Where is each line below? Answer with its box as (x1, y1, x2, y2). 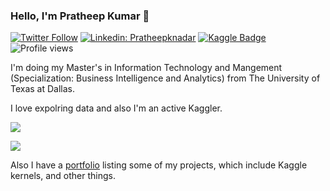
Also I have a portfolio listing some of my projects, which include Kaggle (10, 159, 308, 171)
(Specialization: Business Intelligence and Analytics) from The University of (10, 72, 321, 84)
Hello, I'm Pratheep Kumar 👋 (10, 9, 150, 23)
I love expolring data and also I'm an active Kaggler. (10, 102, 223, 114)
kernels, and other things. (10, 170, 116, 182)
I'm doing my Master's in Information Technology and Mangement (10, 62, 283, 74)
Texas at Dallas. (10, 83, 76, 95)
